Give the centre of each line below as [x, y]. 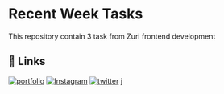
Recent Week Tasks [76, 14]
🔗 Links [27, 61]
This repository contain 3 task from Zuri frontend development [112, 36]
